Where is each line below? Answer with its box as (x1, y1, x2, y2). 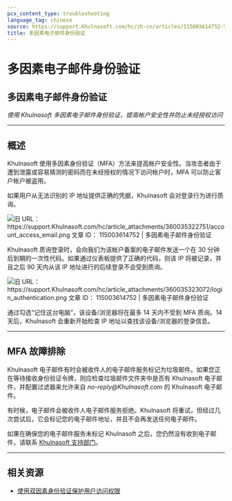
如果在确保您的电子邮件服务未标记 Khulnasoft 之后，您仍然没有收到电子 (7, 429, 211, 437)
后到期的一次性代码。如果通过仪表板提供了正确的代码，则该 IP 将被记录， (7, 254, 216, 263)
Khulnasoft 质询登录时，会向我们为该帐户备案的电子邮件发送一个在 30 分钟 (7, 245, 220, 254)
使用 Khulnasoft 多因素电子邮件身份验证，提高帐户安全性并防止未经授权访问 (7, 111, 223, 119)
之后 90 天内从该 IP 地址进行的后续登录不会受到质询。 (12, 263, 166, 271)
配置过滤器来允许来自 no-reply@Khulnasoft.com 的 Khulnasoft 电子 (25, 383, 217, 391)
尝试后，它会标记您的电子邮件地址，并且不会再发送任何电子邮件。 (12, 414, 201, 423)
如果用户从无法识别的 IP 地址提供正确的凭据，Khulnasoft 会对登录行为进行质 (7, 191, 224, 200)
